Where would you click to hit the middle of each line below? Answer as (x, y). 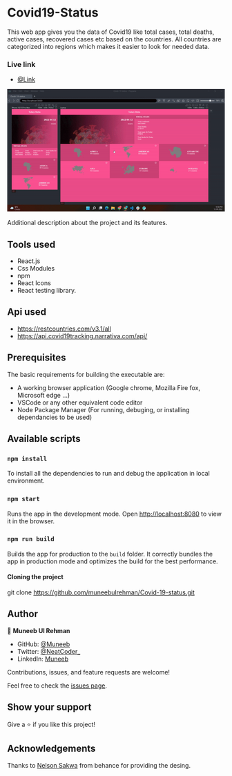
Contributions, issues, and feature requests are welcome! (89, 672)
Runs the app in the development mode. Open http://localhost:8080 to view (115, 514)
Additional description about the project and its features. (87, 223)
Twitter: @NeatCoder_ (49, 651)
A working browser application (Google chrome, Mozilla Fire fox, (109, 387)
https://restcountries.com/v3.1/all (64, 329)
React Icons (34, 283)
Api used (27, 312)
